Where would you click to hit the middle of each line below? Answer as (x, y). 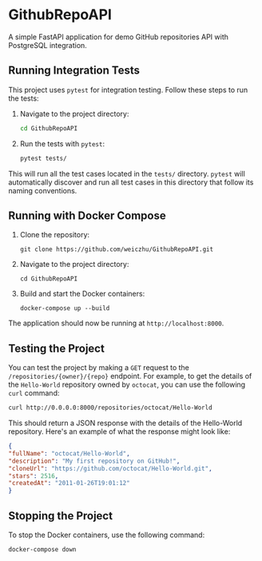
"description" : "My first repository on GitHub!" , (94, 461)
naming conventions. (43, 190)
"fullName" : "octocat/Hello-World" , (69, 453)
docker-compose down (43, 549)
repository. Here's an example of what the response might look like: (119, 432)
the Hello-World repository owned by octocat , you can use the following (127, 384)
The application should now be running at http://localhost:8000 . (116, 323)
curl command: (34, 393)
